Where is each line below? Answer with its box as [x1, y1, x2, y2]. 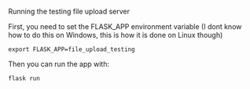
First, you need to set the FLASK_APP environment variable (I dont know [8, 22, 242, 31]
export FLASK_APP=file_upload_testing [8, 46, 135, 54]
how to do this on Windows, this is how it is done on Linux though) [8, 31, 223, 39]
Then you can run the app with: [8, 59, 110, 69]
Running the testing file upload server [8, 7, 131, 16]
